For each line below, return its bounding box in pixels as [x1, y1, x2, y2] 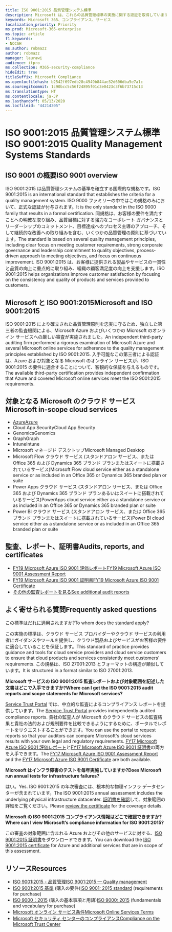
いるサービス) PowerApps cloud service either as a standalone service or [12, 496, 166, 502]
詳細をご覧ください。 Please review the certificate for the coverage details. [5, 803, 163, 809]
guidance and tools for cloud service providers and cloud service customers [5, 649, 166, 656]
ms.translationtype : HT [5, 89, 56, 94]
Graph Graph [12, 435, 39, 442]
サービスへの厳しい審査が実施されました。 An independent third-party [15, 333, 163, 340]
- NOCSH [5, 41, 22, 46]
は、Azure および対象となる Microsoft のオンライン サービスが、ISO [5, 357, 149, 363]
